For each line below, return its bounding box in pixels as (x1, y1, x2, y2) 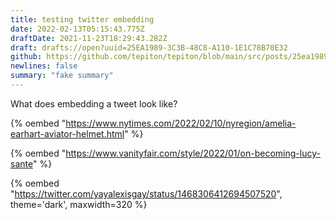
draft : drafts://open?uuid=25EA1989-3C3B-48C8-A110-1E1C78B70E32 (10, 42, 288, 53)
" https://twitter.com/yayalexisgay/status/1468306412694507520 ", (10, 187, 283, 200)
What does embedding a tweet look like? (10, 97, 178, 110)
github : (10, 52, 43, 62)
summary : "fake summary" (10, 71, 114, 81)
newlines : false (10, 61, 78, 71)
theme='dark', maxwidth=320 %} (10, 198, 148, 210)
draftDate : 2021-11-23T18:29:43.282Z (10, 33, 168, 43)
